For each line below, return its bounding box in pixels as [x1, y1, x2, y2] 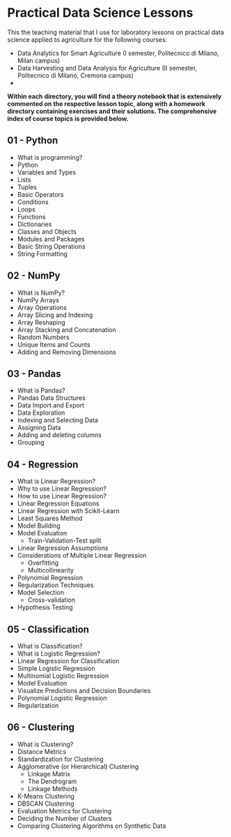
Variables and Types [17, 168, 77, 176]
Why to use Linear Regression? [17, 484, 106, 493]
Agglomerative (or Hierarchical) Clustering [17, 762, 139, 771]
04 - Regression [7, 459, 79, 471]
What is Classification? [17, 642, 83, 650]
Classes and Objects [17, 227, 77, 235]
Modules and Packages [17, 235, 85, 243]
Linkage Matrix [27, 769, 71, 778]
